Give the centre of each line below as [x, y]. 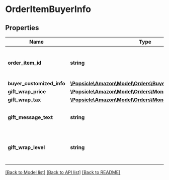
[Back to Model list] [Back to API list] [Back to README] [63, 172]
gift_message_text [30, 117]
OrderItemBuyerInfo [48, 9]
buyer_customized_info [36, 83]
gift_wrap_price [27, 92]
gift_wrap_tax [24, 100]
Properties [22, 28]
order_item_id [25, 63]
